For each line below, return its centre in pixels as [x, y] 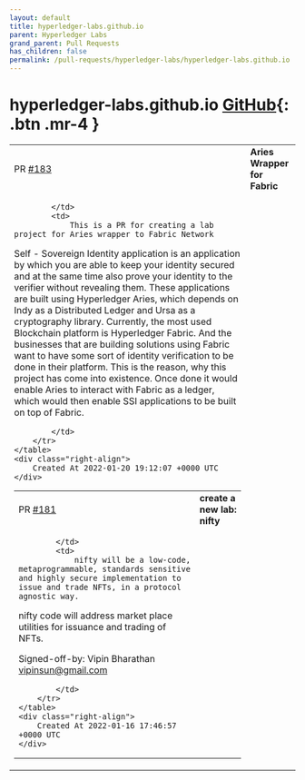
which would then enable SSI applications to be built [125, 400]
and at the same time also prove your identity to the [123, 276]
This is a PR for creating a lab [142, 225]
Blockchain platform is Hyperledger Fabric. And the [123, 332]
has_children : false [49, 52]
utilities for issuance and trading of [92, 627]
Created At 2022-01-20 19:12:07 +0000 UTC [126, 468]
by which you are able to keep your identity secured [124, 264]
